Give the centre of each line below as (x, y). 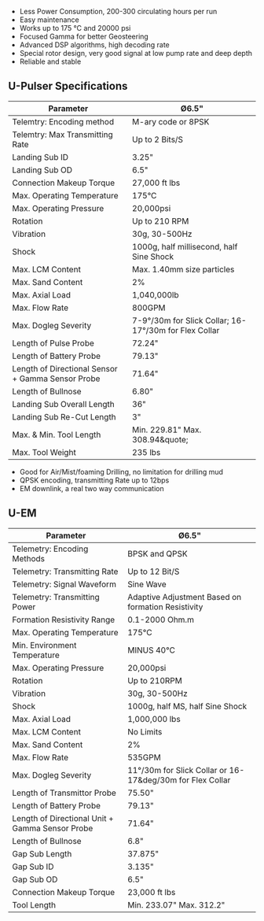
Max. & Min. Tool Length (57, 435)
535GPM (144, 757)
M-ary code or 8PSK (171, 121)
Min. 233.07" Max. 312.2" (176, 904)
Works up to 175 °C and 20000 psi (75, 28)
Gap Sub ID (33, 867)
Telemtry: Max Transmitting (63, 135)
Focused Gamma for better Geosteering (84, 36)
